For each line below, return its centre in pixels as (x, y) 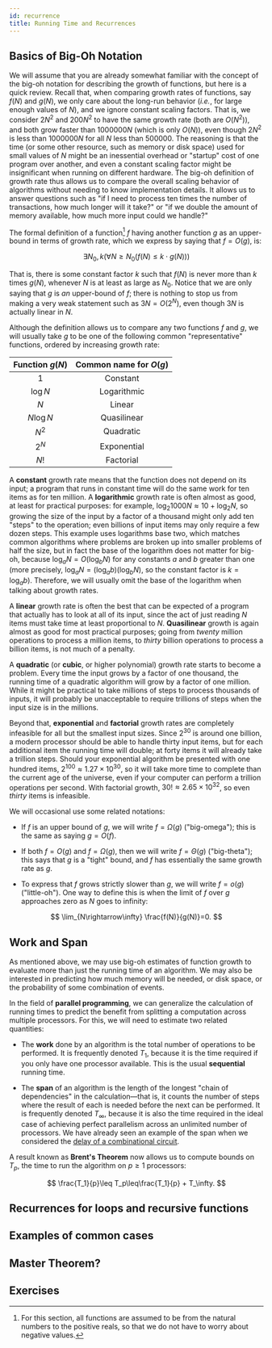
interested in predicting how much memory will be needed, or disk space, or (136, 979)
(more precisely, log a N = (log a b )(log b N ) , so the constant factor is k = (124, 570)
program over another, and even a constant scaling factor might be (121, 164)
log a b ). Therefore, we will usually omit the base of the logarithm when (125, 581)
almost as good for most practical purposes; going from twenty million (126, 632)
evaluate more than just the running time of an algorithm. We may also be (131, 970)
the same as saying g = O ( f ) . (69, 835)
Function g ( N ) (40, 364)
